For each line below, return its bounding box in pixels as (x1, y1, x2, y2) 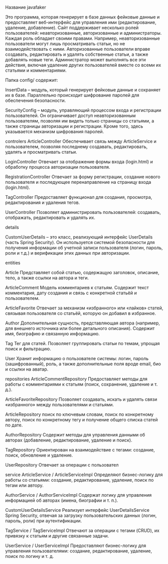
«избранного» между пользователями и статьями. (5, 402, 114, 407)
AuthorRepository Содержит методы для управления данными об (5, 432, 145, 437)
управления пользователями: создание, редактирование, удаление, (5, 548, 152, 554)
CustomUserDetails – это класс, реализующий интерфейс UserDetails (5, 234, 153, 240)
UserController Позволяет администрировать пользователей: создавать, (5, 209, 161, 215)
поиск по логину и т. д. (5, 553, 54, 559)
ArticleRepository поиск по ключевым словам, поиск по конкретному (5, 411, 154, 417)
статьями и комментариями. (5, 67, 67, 73)
